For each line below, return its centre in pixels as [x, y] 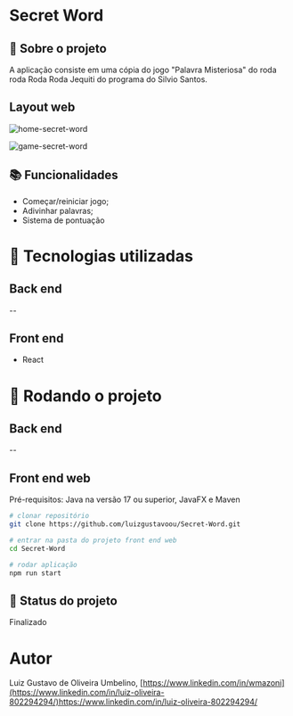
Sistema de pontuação [63, 220]
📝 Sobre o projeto [58, 49]
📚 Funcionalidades [64, 175]
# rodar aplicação [43, 564]
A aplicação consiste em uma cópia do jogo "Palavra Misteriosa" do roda [143, 70]
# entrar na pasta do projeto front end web [93, 540]
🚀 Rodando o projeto [85, 395]
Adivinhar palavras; [57, 210]
